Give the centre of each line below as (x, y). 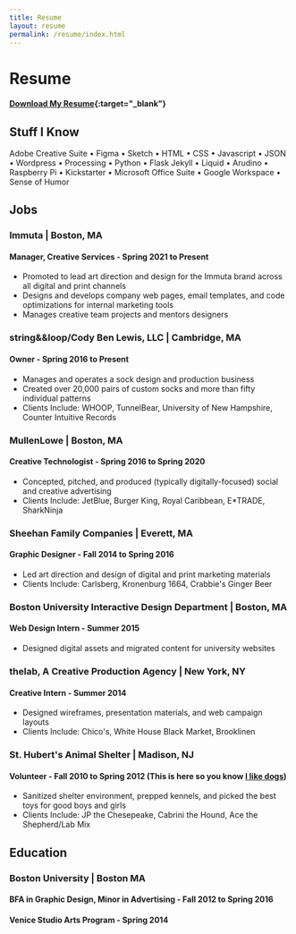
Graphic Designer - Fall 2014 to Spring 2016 (92, 555)
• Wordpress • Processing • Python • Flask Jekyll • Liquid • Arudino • (139, 163)
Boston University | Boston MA (77, 878)
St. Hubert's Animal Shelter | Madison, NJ (102, 755)
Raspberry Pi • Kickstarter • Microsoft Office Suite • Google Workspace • (145, 172)
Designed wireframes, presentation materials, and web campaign (142, 713)
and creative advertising (67, 491)
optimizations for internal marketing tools (98, 305)
